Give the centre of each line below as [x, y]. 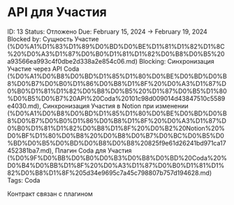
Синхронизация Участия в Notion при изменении [116, 106]
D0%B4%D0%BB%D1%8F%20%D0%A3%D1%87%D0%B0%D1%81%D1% [116, 165]
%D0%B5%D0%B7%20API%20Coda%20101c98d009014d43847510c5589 [116, 98]
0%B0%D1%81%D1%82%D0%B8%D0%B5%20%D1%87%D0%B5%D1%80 [117, 91]
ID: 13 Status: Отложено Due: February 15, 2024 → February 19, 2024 [107, 31]
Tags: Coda [24, 180]
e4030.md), [24, 106]
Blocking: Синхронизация [176, 61]
